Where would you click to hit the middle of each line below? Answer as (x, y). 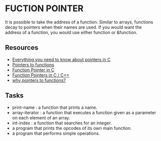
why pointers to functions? (39, 80)
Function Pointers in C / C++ (41, 75)
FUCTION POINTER (44, 9)
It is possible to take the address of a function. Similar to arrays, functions (79, 22)
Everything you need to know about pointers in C (61, 60)
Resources (22, 48)
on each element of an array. (41, 118)
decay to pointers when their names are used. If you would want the (73, 27)
